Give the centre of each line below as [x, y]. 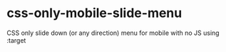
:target [16, 40]
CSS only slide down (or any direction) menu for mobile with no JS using [113, 33]
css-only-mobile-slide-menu [94, 13]
